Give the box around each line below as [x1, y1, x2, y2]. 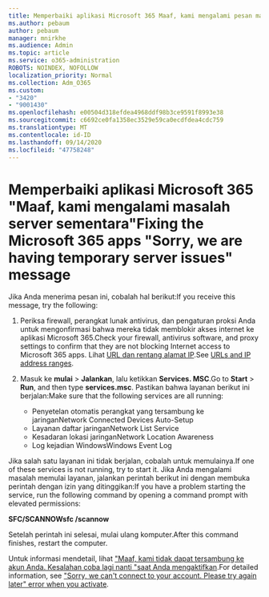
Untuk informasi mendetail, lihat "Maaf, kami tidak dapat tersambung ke [8, 554, 244, 563]
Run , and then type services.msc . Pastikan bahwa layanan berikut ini [19, 382, 251, 393]
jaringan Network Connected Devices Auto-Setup [31, 415, 194, 425]
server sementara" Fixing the [8, 214, 204, 232]
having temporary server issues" [8, 248, 234, 267]
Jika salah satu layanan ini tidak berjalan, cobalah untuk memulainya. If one [8, 456, 255, 466]
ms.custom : [8, 86, 45, 95]
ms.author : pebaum [8, 19, 70, 27]
